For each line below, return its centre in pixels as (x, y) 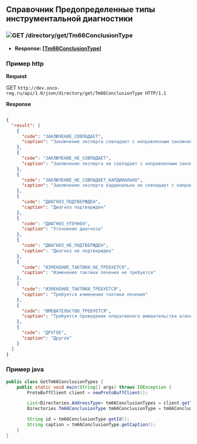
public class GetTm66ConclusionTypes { (55, 382)
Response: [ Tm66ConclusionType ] (58, 48)
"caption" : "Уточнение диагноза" (62, 229)
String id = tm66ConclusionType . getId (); (79, 419)
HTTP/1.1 (156, 93)
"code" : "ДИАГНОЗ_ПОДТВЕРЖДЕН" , (61, 202)
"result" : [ (26, 126)
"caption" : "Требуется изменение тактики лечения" (85, 294)
